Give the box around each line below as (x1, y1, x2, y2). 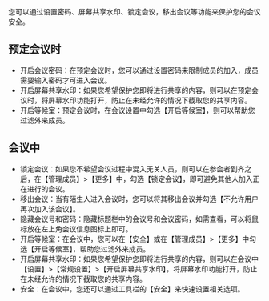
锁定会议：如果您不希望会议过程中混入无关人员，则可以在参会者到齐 (19, 163, 245, 174)
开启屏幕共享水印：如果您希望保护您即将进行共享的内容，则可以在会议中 (19, 254, 259, 263)
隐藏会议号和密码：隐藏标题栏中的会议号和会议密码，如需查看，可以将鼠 (19, 214, 259, 223)
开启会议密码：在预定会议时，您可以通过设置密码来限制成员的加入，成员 (19, 65, 259, 74)
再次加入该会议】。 (19, 203, 80, 214)
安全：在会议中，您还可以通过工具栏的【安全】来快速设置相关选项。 (19, 283, 245, 294)
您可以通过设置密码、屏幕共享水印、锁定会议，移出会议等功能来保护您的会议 (8, 7, 261, 16)
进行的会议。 (26, 183, 70, 194)
